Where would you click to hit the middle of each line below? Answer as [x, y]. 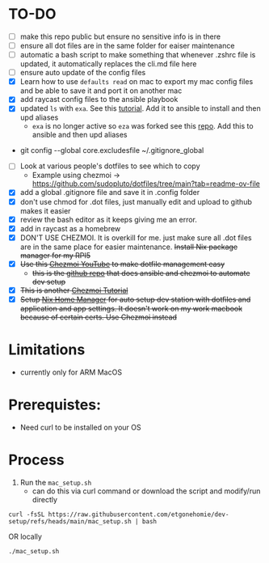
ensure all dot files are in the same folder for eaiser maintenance [127, 46]
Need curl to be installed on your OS [80, 427]
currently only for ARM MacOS [71, 372]
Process [36, 460]
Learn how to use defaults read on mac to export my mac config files [137, 82]
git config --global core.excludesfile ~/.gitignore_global [112, 150]
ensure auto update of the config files [83, 73]
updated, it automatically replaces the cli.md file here [108, 64]
